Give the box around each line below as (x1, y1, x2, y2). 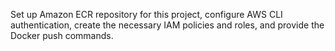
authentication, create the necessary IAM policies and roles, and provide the (10, 19, 325, 31)
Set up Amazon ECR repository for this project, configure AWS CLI (10, 9, 283, 20)
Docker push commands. (10, 30, 114, 41)
